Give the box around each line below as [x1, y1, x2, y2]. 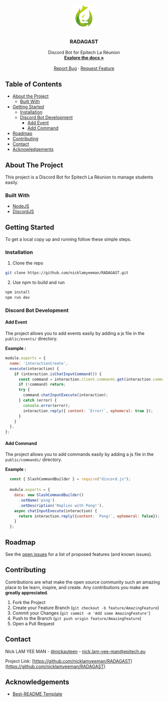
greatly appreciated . [5, 589, 48, 595]
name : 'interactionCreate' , [9, 360, 68, 366]
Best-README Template [12, 691, 62, 697]
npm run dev [5, 295, 30, 300]
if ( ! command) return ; [18, 382, 66, 387]
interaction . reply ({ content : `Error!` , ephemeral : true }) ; [23, 408, 153, 413]
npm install [5, 290, 30, 295]
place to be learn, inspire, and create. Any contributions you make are [5, 584, 149, 590]
